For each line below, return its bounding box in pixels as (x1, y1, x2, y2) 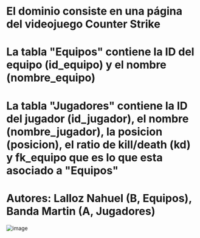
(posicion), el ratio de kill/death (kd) (6, 138, 191, 152)
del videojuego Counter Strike (6, 17, 161, 31)
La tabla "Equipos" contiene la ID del (6, 45, 195, 59)
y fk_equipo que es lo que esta (6, 150, 163, 164)
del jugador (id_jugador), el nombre (6, 111, 189, 125)
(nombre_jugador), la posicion (6, 125, 163, 138)
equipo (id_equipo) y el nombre (6, 58, 167, 72)
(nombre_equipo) (6, 71, 95, 85)
